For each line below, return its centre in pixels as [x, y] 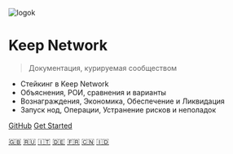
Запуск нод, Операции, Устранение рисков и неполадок [118, 109]
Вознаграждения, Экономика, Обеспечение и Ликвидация [123, 101]
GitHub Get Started [40, 125]
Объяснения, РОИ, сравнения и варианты [93, 92]
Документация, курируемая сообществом [103, 68]
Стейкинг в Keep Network [64, 84]
